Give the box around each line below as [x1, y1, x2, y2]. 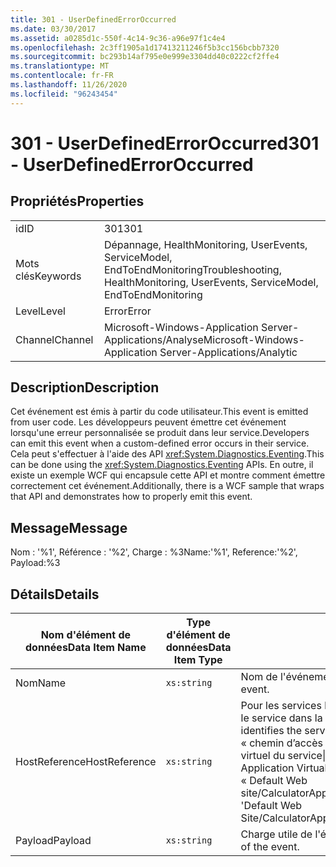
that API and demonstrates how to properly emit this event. [10, 491, 253, 503]
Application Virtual [240, 761, 328, 775]
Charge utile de [240, 827, 313, 841]
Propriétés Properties [10, 193, 145, 210]
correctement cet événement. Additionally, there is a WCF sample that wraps [10, 480, 325, 492]
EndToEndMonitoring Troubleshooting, [103, 262, 282, 276]
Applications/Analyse [103, 332, 204, 346]
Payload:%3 [10, 557, 61, 569]
